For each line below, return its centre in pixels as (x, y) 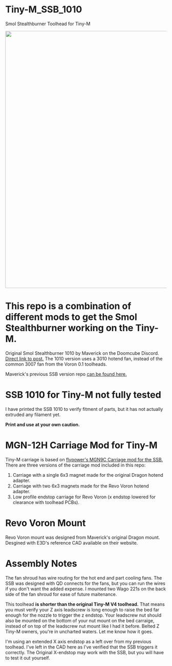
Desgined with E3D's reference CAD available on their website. (72, 543)
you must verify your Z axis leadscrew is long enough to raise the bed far (82, 609)
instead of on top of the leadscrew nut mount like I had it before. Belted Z (82, 626)
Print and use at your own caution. (43, 424)
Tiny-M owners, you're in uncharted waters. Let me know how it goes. (79, 632)
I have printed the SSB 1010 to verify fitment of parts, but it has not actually (84, 409)
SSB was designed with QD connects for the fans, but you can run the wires (85, 583)
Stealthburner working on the (69, 328)
